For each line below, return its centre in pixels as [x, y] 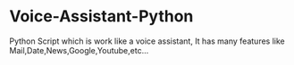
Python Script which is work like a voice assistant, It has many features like [147, 41]
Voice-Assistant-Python [101, 16]
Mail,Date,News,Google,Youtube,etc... [79, 50]
